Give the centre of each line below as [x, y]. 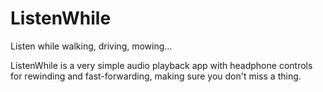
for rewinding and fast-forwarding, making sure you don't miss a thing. [156, 76]
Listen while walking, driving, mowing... [91, 46]
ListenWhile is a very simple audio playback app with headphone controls [161, 65]
